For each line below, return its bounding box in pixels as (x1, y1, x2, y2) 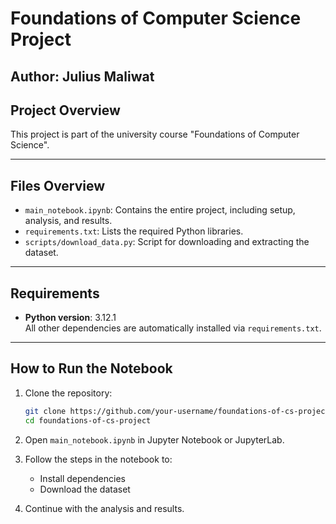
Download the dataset (39, 483, 131, 495)
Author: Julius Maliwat (10, 68, 155, 85)
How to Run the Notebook (10, 360, 173, 377)
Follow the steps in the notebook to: (24, 453, 173, 465)
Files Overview (10, 177, 106, 194)
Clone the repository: (24, 387, 113, 399)
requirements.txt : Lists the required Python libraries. (24, 225, 244, 237)
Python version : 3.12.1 (24, 312, 117, 324)
